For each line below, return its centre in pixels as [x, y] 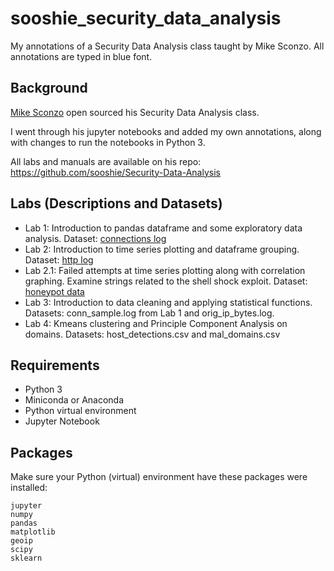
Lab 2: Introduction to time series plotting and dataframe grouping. [162, 249]
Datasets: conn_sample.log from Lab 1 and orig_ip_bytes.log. [149, 313]
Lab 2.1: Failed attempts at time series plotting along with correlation [165, 270]
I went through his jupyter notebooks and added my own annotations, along [166, 131]
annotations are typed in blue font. [81, 56]
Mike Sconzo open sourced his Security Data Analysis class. [135, 112]
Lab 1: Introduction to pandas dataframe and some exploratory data [163, 228]
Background [49, 88]
